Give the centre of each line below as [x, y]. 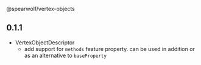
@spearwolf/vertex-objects [41, 9]
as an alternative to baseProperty [65, 55]
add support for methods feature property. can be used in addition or [109, 49]
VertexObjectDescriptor [45, 43]
